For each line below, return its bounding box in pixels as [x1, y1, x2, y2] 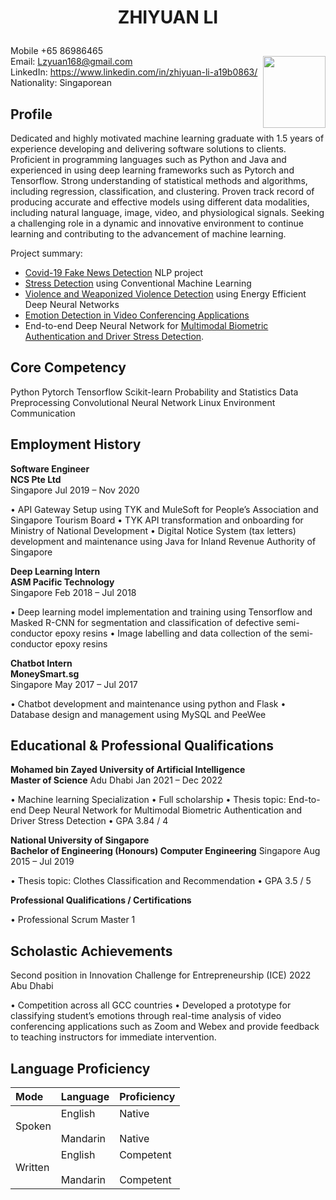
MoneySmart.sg [10, 667, 80, 680]
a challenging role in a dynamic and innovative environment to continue [10, 217, 305, 229]
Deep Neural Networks [24, 299, 120, 310]
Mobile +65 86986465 [10, 45, 104, 57]
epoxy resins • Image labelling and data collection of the [54, 627, 288, 639]
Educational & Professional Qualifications [10, 737, 275, 755]
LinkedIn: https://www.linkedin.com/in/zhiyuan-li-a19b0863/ [10, 66, 258, 78]
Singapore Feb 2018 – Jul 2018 [10, 586, 137, 598]
